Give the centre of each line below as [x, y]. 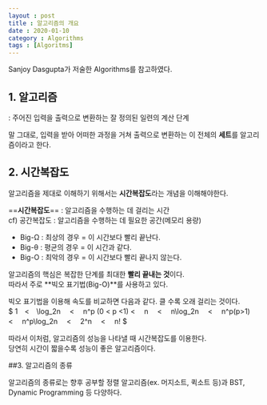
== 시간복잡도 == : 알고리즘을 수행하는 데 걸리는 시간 [89, 210]
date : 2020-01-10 [39, 30]
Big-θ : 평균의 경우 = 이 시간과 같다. [76, 247]
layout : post [32, 16]
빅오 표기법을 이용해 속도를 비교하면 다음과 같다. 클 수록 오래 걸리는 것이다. [124, 301]
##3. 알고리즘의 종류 [41, 365]
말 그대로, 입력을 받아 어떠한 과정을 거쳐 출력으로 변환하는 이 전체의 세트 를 [123, 134]
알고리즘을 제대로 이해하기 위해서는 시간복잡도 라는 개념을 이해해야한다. [118, 193]
